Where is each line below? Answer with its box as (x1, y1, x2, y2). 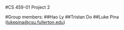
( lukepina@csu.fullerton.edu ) (5, 19, 65, 25)
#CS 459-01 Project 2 (5, 4, 50, 10)
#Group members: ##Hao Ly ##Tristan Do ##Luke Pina (5, 14, 119, 19)
